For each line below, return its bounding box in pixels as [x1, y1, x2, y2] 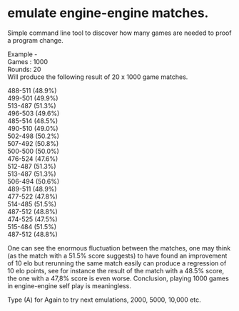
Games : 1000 [7, 57, 49, 65]
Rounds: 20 [7, 65, 41, 73]
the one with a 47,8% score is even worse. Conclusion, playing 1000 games [7, 274, 230, 283]
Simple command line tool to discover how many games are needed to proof [7, 28, 232, 37]
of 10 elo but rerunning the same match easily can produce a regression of [7, 258, 227, 268]
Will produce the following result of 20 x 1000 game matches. [7, 73, 188, 81]
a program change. [7, 36, 63, 44]
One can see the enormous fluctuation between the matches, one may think [7, 243, 230, 252]
